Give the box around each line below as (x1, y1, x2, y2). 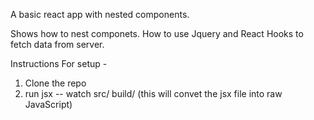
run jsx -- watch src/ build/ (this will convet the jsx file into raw (24, 88, 283, 99)
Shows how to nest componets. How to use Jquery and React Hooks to (10, 28, 304, 39)
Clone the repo (24, 77, 87, 89)
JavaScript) (24, 99, 73, 110)
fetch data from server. (10, 39, 105, 50)
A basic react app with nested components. (10, 9, 190, 20)
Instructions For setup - (10, 58, 108, 69)
